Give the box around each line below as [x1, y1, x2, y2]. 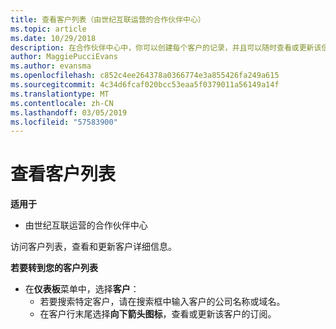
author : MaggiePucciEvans [10, 52, 118, 62]
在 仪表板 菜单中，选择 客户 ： [24, 283, 140, 295]
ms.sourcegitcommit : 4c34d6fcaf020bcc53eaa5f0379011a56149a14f [10, 80, 280, 90]
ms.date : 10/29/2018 [10, 33, 97, 43]
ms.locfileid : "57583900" [10, 117, 118, 127]
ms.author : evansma [10, 61, 92, 71]
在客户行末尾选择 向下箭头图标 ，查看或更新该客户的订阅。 [39, 308, 277, 320]
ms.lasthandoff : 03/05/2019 [10, 107, 128, 118]
